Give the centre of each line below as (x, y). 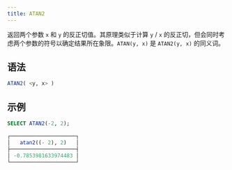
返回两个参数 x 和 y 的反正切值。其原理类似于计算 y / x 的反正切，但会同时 (113, 34)
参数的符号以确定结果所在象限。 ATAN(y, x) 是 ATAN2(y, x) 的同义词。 (125, 43)
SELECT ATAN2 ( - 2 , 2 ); (39, 124)
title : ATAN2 (26, 14)
